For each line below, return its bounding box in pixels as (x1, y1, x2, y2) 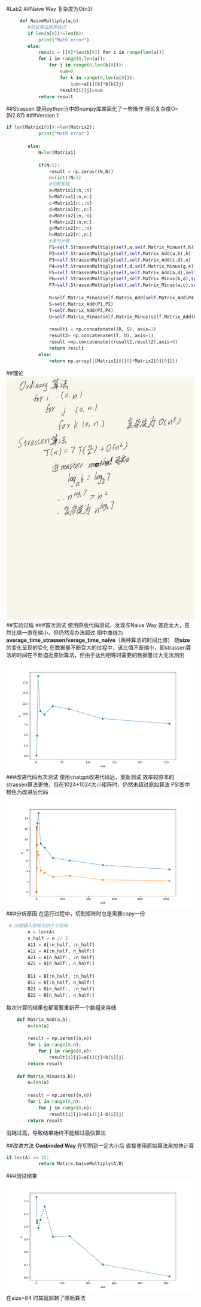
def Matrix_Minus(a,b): (17, 1074, 77, 1079)
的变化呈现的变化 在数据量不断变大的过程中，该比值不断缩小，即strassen (6, 644, 187, 651)
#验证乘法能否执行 (28, 24, 66, 30)
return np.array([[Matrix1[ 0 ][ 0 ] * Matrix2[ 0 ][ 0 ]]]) (48, 358, 178, 364)
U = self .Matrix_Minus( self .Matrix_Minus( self (48, 314, 162, 320)
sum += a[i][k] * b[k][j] (70, 81, 124, 87)
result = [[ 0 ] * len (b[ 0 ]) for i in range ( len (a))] (38, 50, 165, 56)
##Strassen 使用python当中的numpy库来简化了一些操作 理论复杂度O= (6, 105, 179, 113)
